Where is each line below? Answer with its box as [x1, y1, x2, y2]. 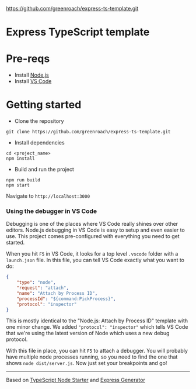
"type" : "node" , [16, 280, 57, 285]
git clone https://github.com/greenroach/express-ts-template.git [6, 129, 171, 135]
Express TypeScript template [6, 26, 150, 39]
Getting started [6, 98, 82, 112]
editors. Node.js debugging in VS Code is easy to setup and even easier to [6, 226, 185, 233]
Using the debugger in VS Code [6, 207, 97, 215]
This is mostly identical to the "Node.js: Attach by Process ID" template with [6, 317, 188, 324]
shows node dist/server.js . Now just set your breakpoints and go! [6, 360, 167, 367]
